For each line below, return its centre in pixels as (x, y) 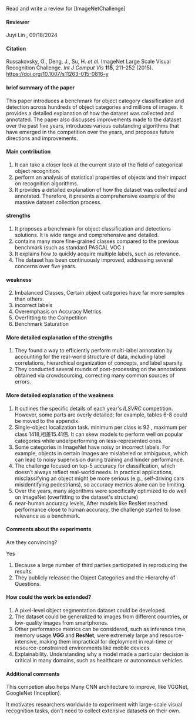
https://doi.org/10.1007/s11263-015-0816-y (57, 74)
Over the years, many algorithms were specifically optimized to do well (100, 491)
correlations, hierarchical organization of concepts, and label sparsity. (99, 363)
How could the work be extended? (49, 597)
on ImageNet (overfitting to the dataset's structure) (76, 497)
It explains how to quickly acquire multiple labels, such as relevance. (97, 254)
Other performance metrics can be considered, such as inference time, (100, 629)
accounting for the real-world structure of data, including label (90, 357)
